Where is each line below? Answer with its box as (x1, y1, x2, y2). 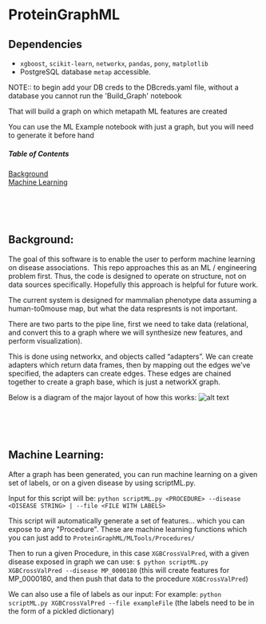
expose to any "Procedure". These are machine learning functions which (8, 524, 248, 534)
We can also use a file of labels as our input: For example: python (8, 589, 222, 598)
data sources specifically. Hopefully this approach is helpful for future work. (8, 280, 259, 289)
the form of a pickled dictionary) (8, 606, 114, 616)
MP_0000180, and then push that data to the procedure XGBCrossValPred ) (8, 574, 249, 583)
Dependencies (8, 38, 82, 51)
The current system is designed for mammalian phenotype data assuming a (8, 295, 257, 304)
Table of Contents (8, 149, 69, 158)
